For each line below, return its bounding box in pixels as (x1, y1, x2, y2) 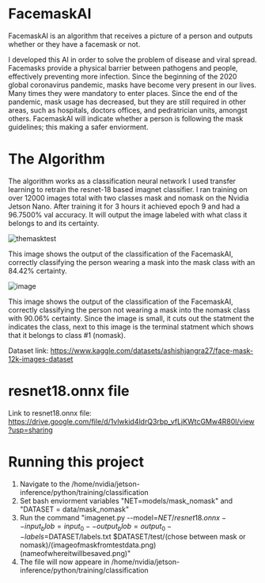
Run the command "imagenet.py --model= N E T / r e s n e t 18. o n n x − (19, 512, 227, 522)
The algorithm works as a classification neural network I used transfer (8, 176, 236, 186)
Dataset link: (8, 346, 49, 355)
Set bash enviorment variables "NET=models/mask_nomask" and (19, 496, 233, 505)
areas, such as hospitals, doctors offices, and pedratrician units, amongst (8, 105, 248, 115)
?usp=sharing (8, 425, 53, 435)
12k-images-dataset (8, 354, 74, 363)
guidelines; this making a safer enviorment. (8, 122, 149, 132)
